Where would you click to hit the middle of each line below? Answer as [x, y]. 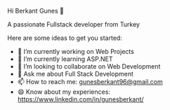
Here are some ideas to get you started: [65, 38]
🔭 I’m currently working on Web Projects [76, 51]
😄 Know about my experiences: [64, 92]
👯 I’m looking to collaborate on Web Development [89, 66]
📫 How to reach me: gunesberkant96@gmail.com [90, 82]
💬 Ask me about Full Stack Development [75, 74]
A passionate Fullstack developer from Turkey [74, 24]
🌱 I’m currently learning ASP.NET [65, 59]
